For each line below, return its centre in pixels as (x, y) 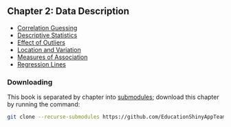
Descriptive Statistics (47, 35)
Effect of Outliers (41, 42)
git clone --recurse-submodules (53, 117)
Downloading (30, 82)
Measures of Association (52, 57)
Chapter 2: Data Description (68, 11)
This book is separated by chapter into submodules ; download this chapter (113, 97)
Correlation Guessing (47, 27)
